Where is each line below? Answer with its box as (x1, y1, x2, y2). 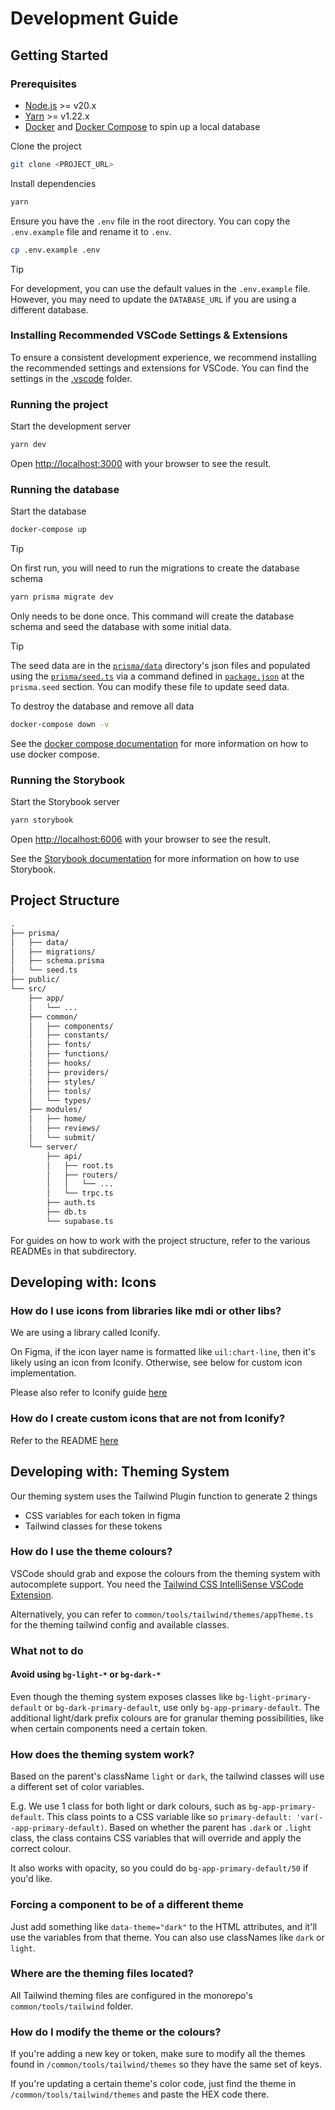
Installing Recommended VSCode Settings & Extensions (10, 328, 288, 342)
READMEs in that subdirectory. (10, 1245, 137, 1257)
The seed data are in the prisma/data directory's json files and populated (10, 660, 311, 672)
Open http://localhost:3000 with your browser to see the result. (10, 457, 272, 469)
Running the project (10, 397, 109, 411)
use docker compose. (10, 748, 100, 760)
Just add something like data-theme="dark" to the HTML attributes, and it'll (10, 1920, 318, 1932)
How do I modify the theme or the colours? (10, 2025, 222, 2039)
